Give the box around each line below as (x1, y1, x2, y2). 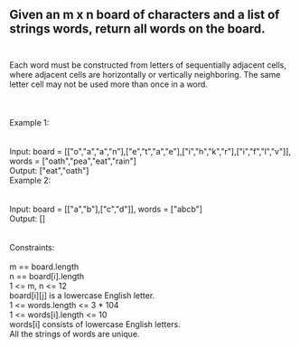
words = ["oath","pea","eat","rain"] (9, 155, 137, 166)
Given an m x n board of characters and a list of (9, 7, 280, 23)
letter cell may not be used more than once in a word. (9, 79, 208, 89)
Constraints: (9, 241, 55, 252)
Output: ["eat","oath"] (9, 165, 89, 175)
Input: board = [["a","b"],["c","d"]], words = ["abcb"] (9, 203, 203, 214)
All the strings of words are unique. (9, 328, 140, 339)
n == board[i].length (9, 270, 85, 281)
